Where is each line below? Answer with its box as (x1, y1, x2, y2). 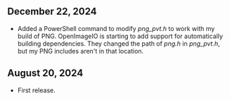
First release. (17, 86, 56, 94)
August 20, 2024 (7, 67, 84, 80)
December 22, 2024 (7, 6, 97, 18)
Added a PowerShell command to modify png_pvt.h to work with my (17, 24, 215, 32)
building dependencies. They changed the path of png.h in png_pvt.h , (17, 39, 220, 48)
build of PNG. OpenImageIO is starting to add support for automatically (17, 32, 224, 40)
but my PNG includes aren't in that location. (17, 46, 144, 55)
